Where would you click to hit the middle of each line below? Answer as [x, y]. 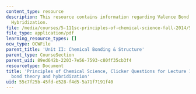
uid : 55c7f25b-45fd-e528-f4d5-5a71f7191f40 [60, 82]
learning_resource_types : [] [41, 39]
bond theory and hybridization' [51, 76]
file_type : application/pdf [40, 33]
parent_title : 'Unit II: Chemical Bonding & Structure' [75, 50]
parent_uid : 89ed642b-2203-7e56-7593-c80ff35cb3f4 [69, 60]
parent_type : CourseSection [40, 55]
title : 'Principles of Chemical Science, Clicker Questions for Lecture [96, 71]
